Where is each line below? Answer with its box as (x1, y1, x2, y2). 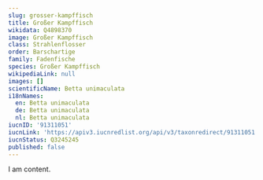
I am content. (8, 164, 51, 174)
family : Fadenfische (8, 56, 76, 64)
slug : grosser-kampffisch (8, 11, 93, 20)
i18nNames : (8, 92, 44, 100)
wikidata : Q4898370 (8, 26, 72, 34)
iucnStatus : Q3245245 (8, 135, 80, 144)
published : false (8, 143, 65, 151)
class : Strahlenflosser (8, 41, 87, 49)
